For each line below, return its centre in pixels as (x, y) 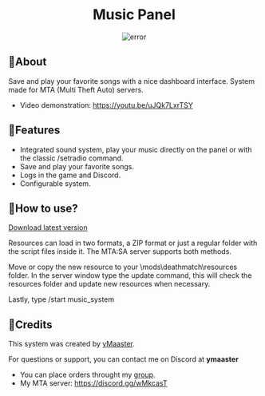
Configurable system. (55, 183)
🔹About (28, 62)
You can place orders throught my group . (87, 375)
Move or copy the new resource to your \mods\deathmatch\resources (123, 267)
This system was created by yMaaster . (72, 344)
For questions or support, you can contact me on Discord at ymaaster (124, 359)
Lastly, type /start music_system (61, 299)
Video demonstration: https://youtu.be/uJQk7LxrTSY (106, 105)
